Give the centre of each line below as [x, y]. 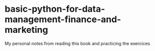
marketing [26, 30]
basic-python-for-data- [55, 9]
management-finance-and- [63, 19]
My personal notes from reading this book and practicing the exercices [77, 43]
